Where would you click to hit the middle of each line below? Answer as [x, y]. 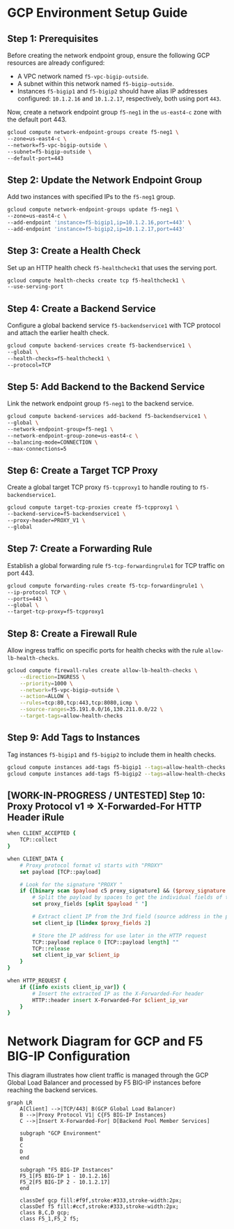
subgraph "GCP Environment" [60, 1133]
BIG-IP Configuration [69, 1056]
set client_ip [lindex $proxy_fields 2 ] [92, 923]
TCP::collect [39, 840]
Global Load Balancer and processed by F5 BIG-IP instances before [104, 1082]
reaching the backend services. [53, 1090]
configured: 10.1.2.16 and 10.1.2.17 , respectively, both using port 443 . [119, 98]
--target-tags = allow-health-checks [71, 716]
